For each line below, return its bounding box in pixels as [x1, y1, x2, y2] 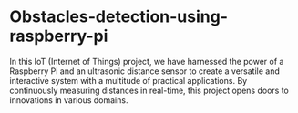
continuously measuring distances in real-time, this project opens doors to [9, 85, 289, 96]
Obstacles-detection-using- [9, 6, 229, 27]
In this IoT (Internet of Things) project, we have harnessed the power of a [9, 56, 284, 67]
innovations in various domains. [9, 94, 128, 106]
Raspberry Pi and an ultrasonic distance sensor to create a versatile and [9, 66, 281, 77]
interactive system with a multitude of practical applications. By [9, 75, 248, 86]
